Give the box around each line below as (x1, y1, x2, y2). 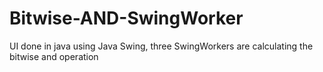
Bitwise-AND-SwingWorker (9, 7, 244, 30)
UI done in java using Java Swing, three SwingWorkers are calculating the (9, 40, 314, 52)
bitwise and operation (9, 50, 99, 62)
